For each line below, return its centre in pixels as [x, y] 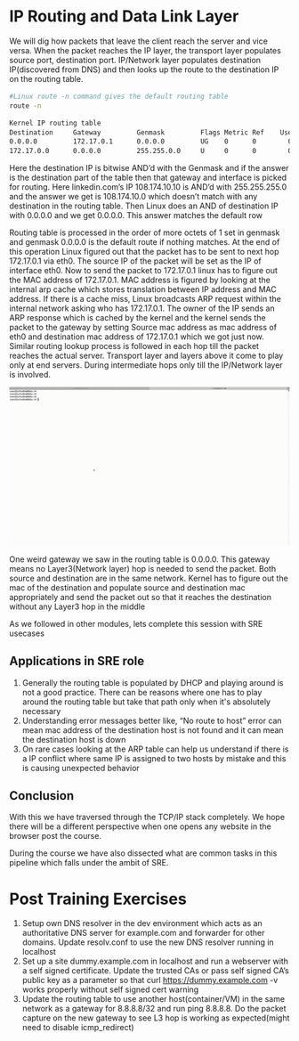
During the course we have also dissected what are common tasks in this [143, 853]
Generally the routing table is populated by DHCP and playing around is [153, 682]
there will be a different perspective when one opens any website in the [140, 826]
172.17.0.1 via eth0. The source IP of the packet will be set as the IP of [135, 261]
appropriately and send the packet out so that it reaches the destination [140, 597]
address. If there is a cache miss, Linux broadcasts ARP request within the [145, 299]
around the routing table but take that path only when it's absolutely [146, 702]
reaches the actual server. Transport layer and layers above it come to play [146, 356]
